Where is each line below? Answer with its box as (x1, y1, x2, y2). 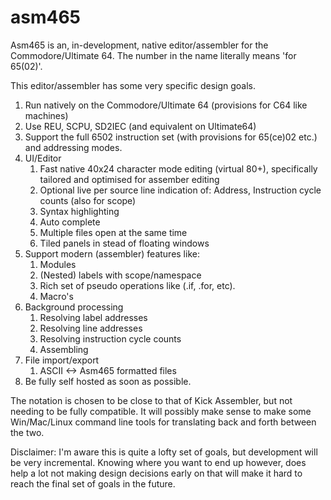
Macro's (39, 290, 74, 302)
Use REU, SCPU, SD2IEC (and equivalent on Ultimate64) (24, 120, 257, 132)
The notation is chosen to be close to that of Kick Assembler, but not (10, 394, 293, 406)
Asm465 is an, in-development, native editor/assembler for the (10, 39, 269, 51)
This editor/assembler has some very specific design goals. (10, 79, 257, 91)
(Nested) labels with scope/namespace (39, 269, 202, 281)
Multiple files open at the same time (39, 226, 188, 238)
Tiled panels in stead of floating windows (39, 237, 210, 249)
